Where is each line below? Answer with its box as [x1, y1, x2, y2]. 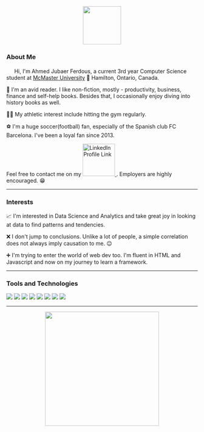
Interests [6, 198, 33, 207]
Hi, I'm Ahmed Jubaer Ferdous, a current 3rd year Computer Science [14, 68, 187, 75]
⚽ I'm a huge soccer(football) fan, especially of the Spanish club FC [6, 123, 177, 130]
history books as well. [6, 99, 61, 106]
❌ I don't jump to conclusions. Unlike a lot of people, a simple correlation [6, 233, 188, 240]
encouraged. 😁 [6, 177, 46, 185]
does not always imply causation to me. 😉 [6, 239, 112, 247]
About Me [6, 52, 36, 61]
